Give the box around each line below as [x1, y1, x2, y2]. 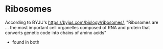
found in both [12, 39, 40, 45]
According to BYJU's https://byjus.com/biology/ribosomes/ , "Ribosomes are [5, 19, 159, 25]
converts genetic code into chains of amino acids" [5, 30, 107, 35]
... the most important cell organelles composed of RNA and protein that [5, 24, 150, 30]
